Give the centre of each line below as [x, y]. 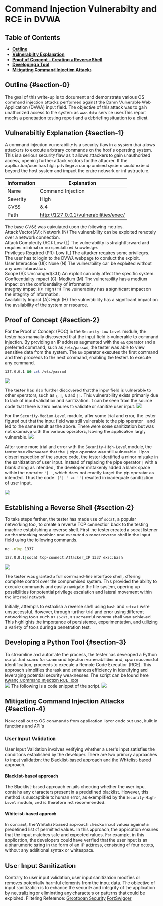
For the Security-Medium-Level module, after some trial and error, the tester [81, 416]
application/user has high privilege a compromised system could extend [77, 165]
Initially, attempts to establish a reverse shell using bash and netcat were [77, 606]
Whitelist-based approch [31, 813]
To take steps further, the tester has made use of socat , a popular [71, 519]
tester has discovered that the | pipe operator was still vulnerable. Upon [77, 452]
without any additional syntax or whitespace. [50, 850]
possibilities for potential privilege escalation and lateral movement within [79, 592]
